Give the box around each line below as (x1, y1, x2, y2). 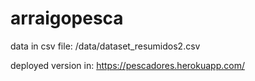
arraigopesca (10, 7, 124, 30)
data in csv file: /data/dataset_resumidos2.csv (10, 40, 201, 52)
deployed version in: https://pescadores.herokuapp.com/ (10, 59, 245, 71)
